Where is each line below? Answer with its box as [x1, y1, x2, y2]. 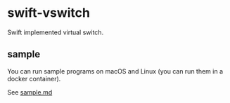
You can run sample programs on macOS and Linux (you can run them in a [7, 67, 224, 75]
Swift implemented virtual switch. [7, 28, 104, 36]
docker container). [7, 74, 61, 83]
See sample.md [7, 88, 53, 96]
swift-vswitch [7, 5, 90, 21]
